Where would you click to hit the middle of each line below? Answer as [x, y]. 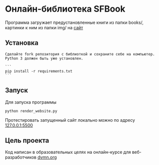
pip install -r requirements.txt [39, 71]
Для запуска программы [31, 102]
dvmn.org [47, 157]
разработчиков [21, 157]
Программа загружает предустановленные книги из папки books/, [74, 22]
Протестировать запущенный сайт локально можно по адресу [70, 120]
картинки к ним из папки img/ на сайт [44, 27]
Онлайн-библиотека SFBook [65, 9]
